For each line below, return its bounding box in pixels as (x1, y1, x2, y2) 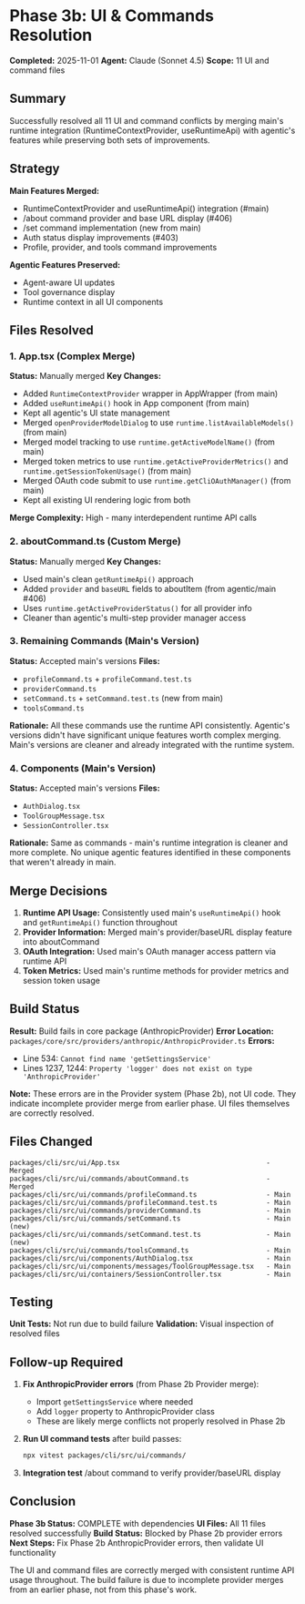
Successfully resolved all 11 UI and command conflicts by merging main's (9, 115, 284, 126)
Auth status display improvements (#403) (22, 231, 179, 242)
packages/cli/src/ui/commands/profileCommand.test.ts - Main (9, 1198, 291, 1207)
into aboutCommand (22, 935, 100, 947)
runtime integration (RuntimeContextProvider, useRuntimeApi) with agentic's (9, 125, 296, 136)
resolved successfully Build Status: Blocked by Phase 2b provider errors (9, 1527, 283, 1538)
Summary (9, 91, 66, 107)
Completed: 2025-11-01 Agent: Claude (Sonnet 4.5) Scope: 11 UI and (9, 55, 270, 66)
